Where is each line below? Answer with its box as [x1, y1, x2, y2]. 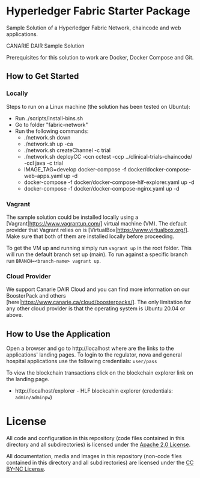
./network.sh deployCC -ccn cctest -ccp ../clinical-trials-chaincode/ [23, 153, 193, 160]
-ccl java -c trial [23, 159, 64, 167]
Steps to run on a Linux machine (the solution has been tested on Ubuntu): [6, 103, 190, 110]
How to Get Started [6, 71, 79, 82]
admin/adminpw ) [14, 394, 52, 401]
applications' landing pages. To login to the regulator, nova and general [6, 351, 182, 358]
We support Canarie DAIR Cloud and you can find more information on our [6, 286, 190, 293]
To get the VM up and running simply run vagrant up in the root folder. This [6, 244, 192, 251]
